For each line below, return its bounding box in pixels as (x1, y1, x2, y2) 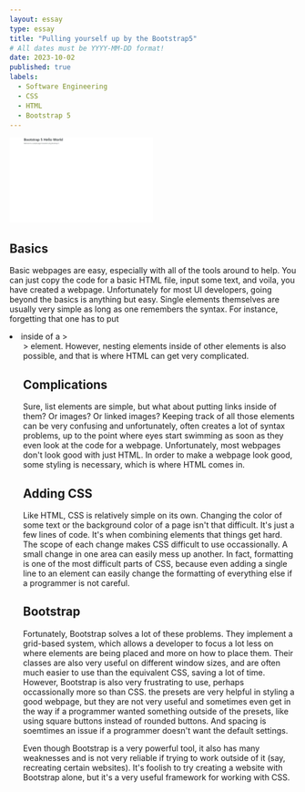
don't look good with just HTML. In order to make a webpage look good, (22, 449, 293, 460)
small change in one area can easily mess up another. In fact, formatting (22, 548, 294, 560)
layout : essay (9, 15, 64, 24)
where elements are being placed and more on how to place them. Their (22, 647, 294, 658)
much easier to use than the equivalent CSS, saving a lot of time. (22, 666, 266, 678)
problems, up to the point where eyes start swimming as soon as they (22, 430, 284, 441)
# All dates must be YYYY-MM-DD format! (9, 44, 166, 53)
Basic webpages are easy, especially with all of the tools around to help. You (9, 265, 297, 276)
